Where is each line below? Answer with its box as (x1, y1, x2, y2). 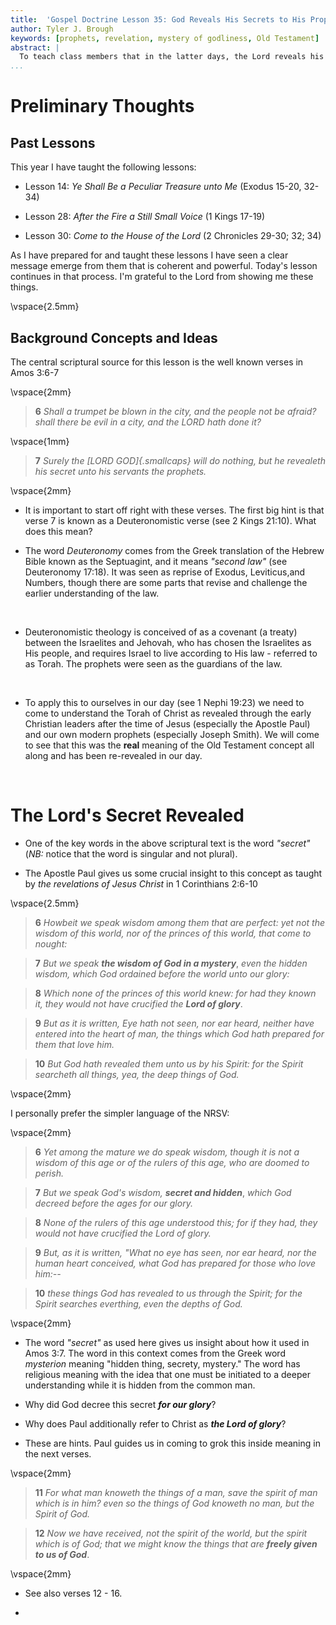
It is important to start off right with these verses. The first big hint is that (24, 504, 325, 516)
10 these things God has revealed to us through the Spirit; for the (34, 1287, 303, 1299)
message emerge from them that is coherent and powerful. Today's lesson (10, 260, 318, 272)
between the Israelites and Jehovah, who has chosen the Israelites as (24, 636, 312, 648)
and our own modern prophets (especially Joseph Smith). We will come (24, 728, 320, 740)
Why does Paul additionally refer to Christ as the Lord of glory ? (24, 1417, 287, 1430)
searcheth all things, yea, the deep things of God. (34, 1068, 240, 1080)
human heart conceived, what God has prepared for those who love (34, 1257, 316, 1269)
